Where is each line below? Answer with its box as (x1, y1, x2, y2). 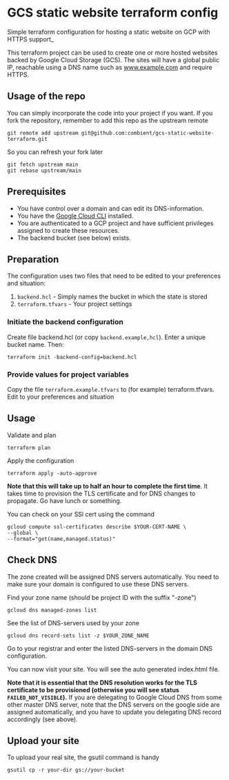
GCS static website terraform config (7, 5, 219, 21)
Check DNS (7, 554, 57, 566)
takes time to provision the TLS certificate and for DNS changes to (7, 489, 196, 497)
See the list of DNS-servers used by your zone (7, 618, 140, 627)
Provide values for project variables (7, 370, 129, 379)
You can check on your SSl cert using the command (7, 510, 155, 518)
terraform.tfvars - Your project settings (17, 300, 132, 308)
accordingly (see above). (7, 715, 78, 723)
